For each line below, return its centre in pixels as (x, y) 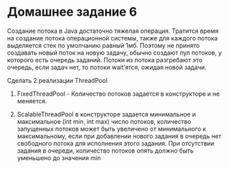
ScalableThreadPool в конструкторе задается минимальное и (106, 114)
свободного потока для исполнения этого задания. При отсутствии (116, 143)
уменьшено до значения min (59, 157)
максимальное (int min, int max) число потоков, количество (104, 121)
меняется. (32, 101)
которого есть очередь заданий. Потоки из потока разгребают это (105, 60)
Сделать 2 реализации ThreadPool (57, 80)
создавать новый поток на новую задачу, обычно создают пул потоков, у (114, 53)
